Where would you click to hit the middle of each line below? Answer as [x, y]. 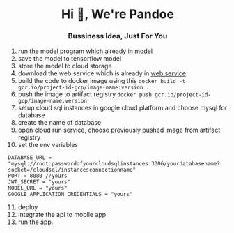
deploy [28, 207]
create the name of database [60, 123]
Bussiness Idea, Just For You [118, 36]
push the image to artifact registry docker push [85, 94]
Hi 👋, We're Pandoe [118, 14]
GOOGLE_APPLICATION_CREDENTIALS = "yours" [70, 195]
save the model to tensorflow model [70, 59]
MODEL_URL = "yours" [38, 188]
